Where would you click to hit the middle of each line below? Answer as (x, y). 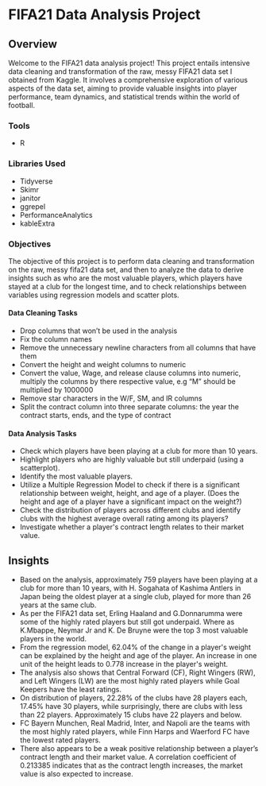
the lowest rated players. (60, 740)
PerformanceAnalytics (56, 215)
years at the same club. (58, 605)
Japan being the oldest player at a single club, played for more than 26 (135, 597)
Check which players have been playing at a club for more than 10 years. (139, 451)
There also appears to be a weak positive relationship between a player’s (139, 749)
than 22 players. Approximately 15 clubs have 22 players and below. (131, 715)
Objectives (30, 244)
